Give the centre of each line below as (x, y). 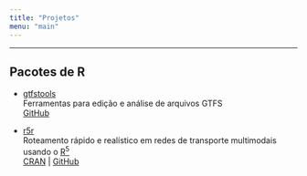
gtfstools (39, 94)
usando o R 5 (46, 151)
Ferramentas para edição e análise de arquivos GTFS (122, 104)
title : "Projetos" (44, 18)
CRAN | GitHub (51, 161)
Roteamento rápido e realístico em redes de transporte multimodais (149, 140)
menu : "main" (34, 26)
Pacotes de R (48, 72)
